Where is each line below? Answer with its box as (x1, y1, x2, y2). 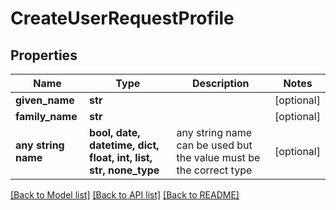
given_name (15, 93, 75, 107)
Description (192, 77, 250, 90)
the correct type (176, 163, 253, 177)
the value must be (176, 151, 261, 164)
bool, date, (89, 126, 141, 139)
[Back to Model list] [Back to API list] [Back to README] (10, 189, 240, 201)
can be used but (176, 138, 253, 152)
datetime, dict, (89, 138, 160, 152)
